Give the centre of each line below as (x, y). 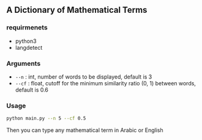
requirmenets (27, 28)
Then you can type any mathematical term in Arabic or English (85, 130)
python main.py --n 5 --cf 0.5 (46, 119)
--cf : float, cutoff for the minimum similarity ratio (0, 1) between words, (105, 83)
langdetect (29, 47)
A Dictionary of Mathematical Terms (77, 10)
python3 (26, 41)
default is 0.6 (32, 90)
